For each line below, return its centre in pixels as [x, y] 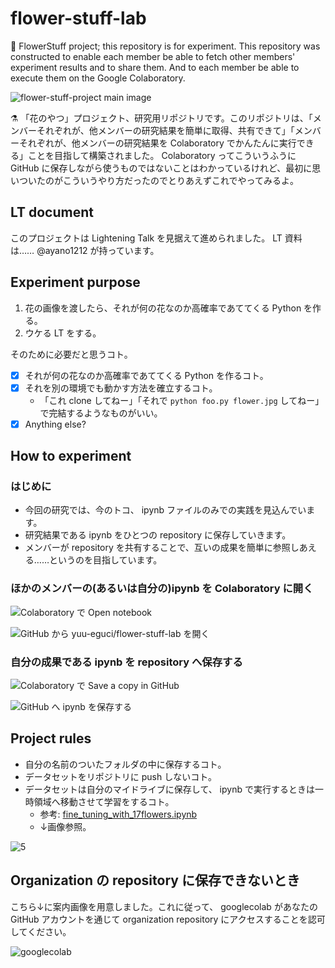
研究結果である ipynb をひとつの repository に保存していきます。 [158, 535]
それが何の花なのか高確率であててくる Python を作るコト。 [146, 375]
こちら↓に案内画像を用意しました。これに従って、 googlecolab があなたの [164, 906]
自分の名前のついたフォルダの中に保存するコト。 [125, 764]
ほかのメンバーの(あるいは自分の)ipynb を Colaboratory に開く [162, 589]
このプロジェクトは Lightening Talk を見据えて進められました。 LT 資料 [156, 238]
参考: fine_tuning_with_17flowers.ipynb [118, 814]
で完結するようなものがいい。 [101, 413]
